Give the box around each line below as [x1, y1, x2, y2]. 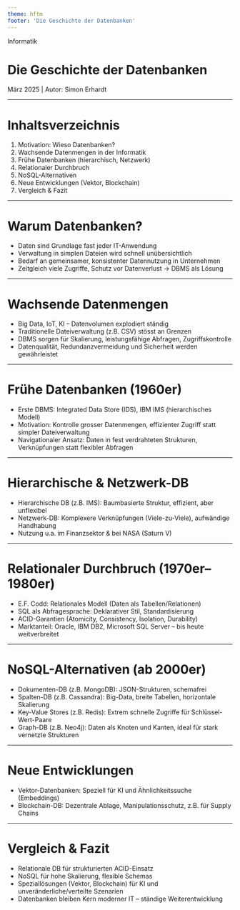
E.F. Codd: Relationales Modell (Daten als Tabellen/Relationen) [17, 599, 201, 608]
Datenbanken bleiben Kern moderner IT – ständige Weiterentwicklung [17, 894, 223, 903]
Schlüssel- [191, 708, 223, 716]
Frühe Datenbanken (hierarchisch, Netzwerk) [17, 156, 151, 164]
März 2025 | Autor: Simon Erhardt [7, 85, 107, 94]
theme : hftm [7, 10, 43, 18]
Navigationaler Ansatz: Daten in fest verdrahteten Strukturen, [17, 436, 198, 444]
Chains [17, 809, 39, 817]
